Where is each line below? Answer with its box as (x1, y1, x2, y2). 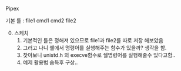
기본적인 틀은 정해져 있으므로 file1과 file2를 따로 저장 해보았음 (22, 37, 164, 43)
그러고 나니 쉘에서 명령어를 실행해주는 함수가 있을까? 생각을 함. (22, 44, 167, 51)
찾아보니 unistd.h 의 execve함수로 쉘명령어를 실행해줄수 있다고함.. (22, 52, 176, 58)
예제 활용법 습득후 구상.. (22, 59, 78, 66)
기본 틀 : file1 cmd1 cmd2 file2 (5, 17, 77, 24)
